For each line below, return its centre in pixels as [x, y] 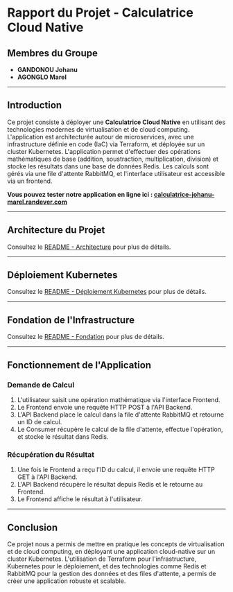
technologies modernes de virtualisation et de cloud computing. [98, 129]
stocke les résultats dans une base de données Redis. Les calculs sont [108, 166]
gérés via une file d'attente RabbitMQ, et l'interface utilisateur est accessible [116, 173]
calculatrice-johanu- [184, 194]
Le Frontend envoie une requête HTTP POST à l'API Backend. [105, 407]
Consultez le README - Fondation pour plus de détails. [86, 337]
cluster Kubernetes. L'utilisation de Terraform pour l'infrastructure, [102, 559]
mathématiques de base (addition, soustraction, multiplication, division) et [113, 159]
